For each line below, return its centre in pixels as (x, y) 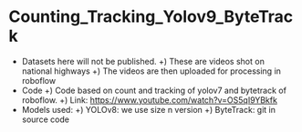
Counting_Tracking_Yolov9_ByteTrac (151, 17)
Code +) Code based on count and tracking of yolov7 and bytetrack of (154, 90)
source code (46, 119)
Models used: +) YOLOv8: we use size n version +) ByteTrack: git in (148, 109)
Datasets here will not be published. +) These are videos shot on (143, 61)
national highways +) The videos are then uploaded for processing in (151, 71)
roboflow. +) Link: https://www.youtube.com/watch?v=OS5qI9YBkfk (149, 100)
